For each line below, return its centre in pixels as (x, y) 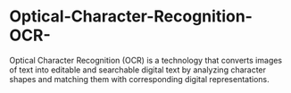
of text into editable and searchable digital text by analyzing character (137, 70)
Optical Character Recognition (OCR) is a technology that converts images (146, 60)
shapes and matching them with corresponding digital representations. (139, 79)
